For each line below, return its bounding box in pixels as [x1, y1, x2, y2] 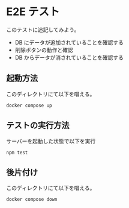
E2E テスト [6, 5, 60, 19]
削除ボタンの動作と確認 [14, 46, 73, 54]
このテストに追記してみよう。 [6, 26, 80, 33]
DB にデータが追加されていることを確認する [14, 39, 124, 46]
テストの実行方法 [6, 121, 70, 131]
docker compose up [6, 102, 52, 109]
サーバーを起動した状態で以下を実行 [6, 137, 96, 145]
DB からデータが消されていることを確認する [14, 54, 124, 61]
